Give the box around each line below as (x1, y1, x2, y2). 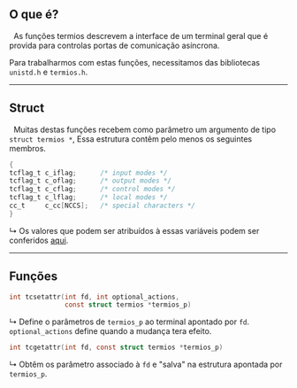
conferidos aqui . (9, 235, 69, 245)
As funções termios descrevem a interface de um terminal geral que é (12, 30, 269, 41)
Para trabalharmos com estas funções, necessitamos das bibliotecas (9, 57, 261, 67)
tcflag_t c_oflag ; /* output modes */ (9, 176, 172, 185)
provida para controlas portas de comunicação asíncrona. (9, 40, 220, 50)
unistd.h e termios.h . (9, 66, 88, 77)
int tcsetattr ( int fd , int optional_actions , (9, 292, 179, 301)
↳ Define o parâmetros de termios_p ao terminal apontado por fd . (9, 316, 250, 327)
